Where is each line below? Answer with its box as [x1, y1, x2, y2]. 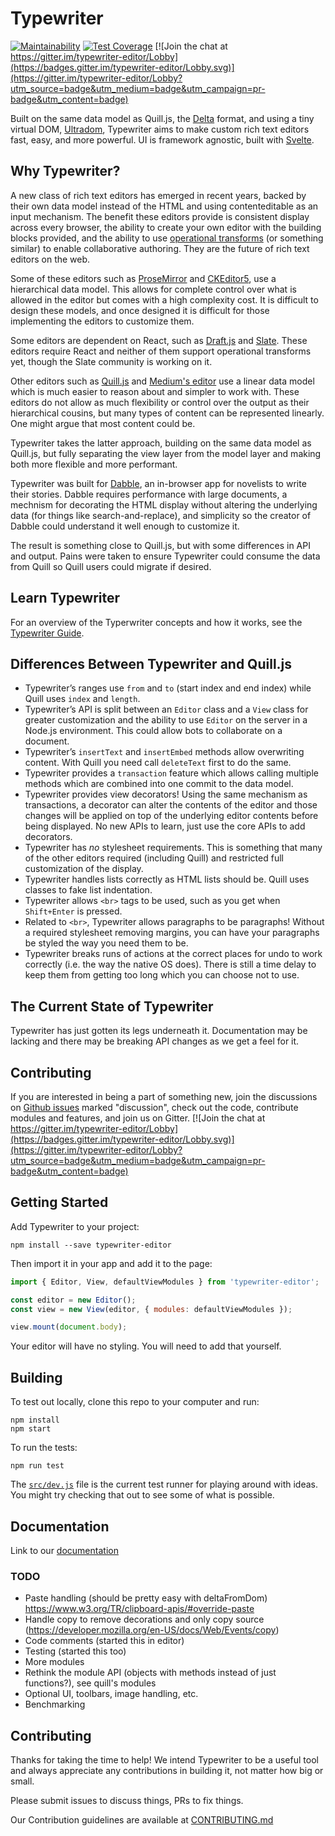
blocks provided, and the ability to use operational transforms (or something [10, 232, 324, 244]
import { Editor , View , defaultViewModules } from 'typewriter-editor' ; [10, 1277, 320, 1287]
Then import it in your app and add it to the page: [10, 1257, 213, 1269]
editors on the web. [10, 253, 91, 265]
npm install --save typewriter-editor [10, 1240, 172, 1250]
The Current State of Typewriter [10, 998, 214, 1015]
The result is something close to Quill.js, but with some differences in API [10, 539, 311, 551]
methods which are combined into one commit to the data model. [24, 778, 294, 790]
